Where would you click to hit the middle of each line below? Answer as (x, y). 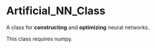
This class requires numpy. (40, 39)
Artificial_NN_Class (56, 11)
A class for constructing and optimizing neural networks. (78, 27)
